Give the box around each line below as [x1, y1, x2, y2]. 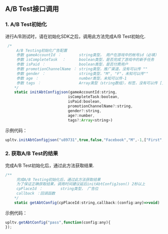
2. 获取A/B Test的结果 [5, 150, 58, 157]
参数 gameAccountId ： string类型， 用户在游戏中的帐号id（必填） [16, 52, 159, 57]
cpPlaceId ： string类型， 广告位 [16, 186, 98, 191]
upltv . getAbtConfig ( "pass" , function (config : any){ [5, 219, 111, 225]
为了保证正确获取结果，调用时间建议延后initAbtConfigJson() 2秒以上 [16, 181, 145, 186]
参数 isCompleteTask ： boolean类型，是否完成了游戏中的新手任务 [16, 57, 154, 62]
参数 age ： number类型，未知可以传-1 [16, 75, 127, 81]
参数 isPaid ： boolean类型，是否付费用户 [16, 62, 128, 67]
